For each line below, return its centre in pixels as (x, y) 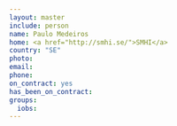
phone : (21, 75)
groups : (23, 100)
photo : (21, 59)
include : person (39, 26)
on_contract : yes (41, 83)
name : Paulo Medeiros (49, 34)
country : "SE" (35, 51)
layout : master (37, 17)
